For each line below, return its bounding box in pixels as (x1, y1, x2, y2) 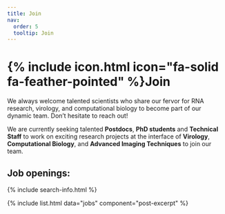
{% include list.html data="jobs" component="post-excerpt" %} (7, 199, 188, 207)
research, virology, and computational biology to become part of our (7, 105, 202, 113)
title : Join (7, 10, 41, 17)
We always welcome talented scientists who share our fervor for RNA (7, 97, 204, 105)
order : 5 (13, 23, 39, 30)
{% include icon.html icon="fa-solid (7, 60, 219, 75)
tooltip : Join (13, 29, 54, 37)
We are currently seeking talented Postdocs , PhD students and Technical (7, 125, 219, 134)
